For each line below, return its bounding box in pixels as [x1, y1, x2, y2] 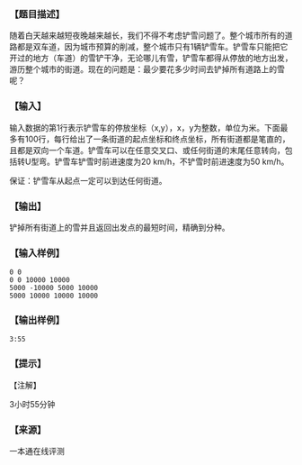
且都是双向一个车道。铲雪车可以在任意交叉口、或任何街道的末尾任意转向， [9, 144, 285, 155]
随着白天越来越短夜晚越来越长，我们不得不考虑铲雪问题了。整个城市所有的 [9, 30, 285, 41]
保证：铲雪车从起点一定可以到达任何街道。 [9, 175, 167, 186]
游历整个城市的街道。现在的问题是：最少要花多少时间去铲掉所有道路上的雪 [9, 64, 285, 75]
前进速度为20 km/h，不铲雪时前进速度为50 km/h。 [102, 156, 289, 167]
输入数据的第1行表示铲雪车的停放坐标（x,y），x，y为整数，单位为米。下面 [9, 122, 280, 132]
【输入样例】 [9, 246, 66, 259]
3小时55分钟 [9, 398, 56, 409]
